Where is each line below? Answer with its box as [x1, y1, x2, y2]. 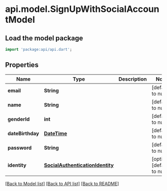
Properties [5, 61, 39, 69]
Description [118, 76, 147, 83]
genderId [7, 115, 30, 122]
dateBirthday [7, 130, 39, 137]
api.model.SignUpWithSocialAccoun [5, 3, 160, 15]
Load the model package [5, 34, 83, 42]
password [7, 144, 32, 151]
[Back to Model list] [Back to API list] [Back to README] [5, 181, 119, 187]
